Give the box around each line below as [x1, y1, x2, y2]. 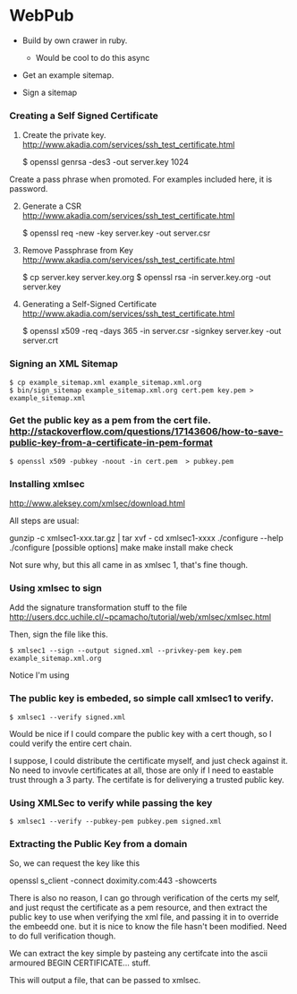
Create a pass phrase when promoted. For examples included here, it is [9, 174, 273, 184]
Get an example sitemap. [21, 69, 115, 81]
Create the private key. [21, 130, 106, 141]
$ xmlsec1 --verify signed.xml [9, 713, 126, 722]
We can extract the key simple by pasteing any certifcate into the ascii [9, 948, 268, 959]
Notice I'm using [9, 670, 70, 681]
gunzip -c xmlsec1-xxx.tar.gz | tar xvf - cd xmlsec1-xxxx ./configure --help [9, 533, 284, 544]
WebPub [9, 5, 74, 26]
